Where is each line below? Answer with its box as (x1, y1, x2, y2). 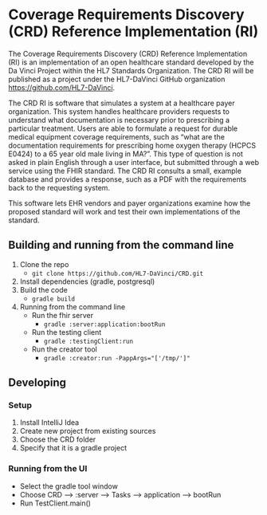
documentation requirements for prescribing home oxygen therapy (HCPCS (8, 140, 257, 150)
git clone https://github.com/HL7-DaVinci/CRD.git (31, 269, 204, 277)
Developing (8, 376, 66, 390)
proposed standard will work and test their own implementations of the (8, 206, 241, 216)
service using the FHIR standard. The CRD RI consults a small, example (8, 166, 241, 175)
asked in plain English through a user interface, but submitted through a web (8, 157, 259, 167)
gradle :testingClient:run (43, 337, 134, 345)
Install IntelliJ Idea (19, 418, 80, 427)
